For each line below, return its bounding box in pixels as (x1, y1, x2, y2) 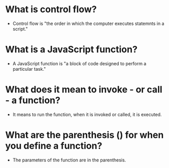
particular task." (12, 66, 46, 72)
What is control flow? (5, 4, 97, 15)
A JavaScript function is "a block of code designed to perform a (12, 60, 147, 67)
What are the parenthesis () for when (5, 129, 164, 141)
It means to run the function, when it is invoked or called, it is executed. (12, 111, 162, 118)
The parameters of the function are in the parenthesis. (12, 157, 126, 163)
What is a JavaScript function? (5, 44, 138, 55)
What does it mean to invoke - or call (5, 84, 162, 95)
